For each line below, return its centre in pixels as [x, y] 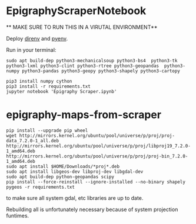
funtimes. [18, 215]
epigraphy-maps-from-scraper [84, 115]
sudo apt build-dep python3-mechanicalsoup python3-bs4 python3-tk [92, 61]
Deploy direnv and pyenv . [37, 38]
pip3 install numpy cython [39, 81]
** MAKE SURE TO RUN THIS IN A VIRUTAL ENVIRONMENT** [82, 27]
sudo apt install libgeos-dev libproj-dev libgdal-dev [75, 172]
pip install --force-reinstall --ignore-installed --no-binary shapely [96, 182]
